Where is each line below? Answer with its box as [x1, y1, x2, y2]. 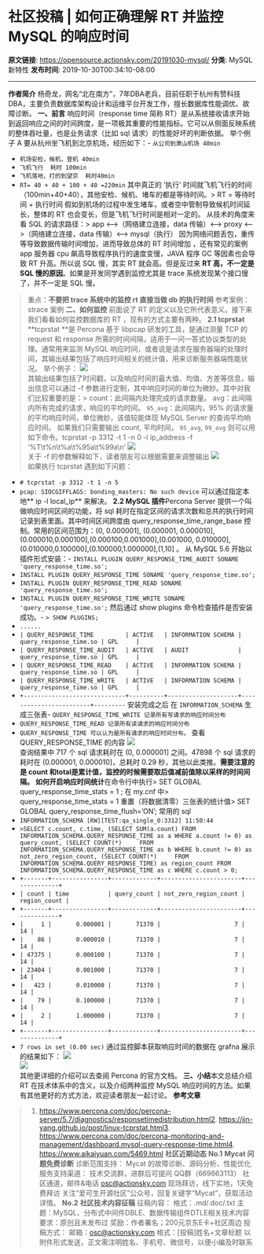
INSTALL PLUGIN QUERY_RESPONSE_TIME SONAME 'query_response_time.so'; [19, 571, 256, 579]
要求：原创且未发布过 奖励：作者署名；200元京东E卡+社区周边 [38, 1217, 242, 1227]
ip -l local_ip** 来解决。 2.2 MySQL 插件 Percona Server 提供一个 [35, 496, 245, 506]
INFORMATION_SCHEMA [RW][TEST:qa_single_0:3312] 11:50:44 [19, 816, 214, 825]
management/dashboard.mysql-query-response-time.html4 [38, 1139, 233, 1149]
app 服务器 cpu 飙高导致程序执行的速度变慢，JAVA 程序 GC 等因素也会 [19, 248, 249, 258]
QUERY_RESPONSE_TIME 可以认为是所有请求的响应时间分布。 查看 [19, 727, 206, 737]
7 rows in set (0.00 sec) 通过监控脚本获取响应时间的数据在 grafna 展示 [19, 1042, 255, 1051]
